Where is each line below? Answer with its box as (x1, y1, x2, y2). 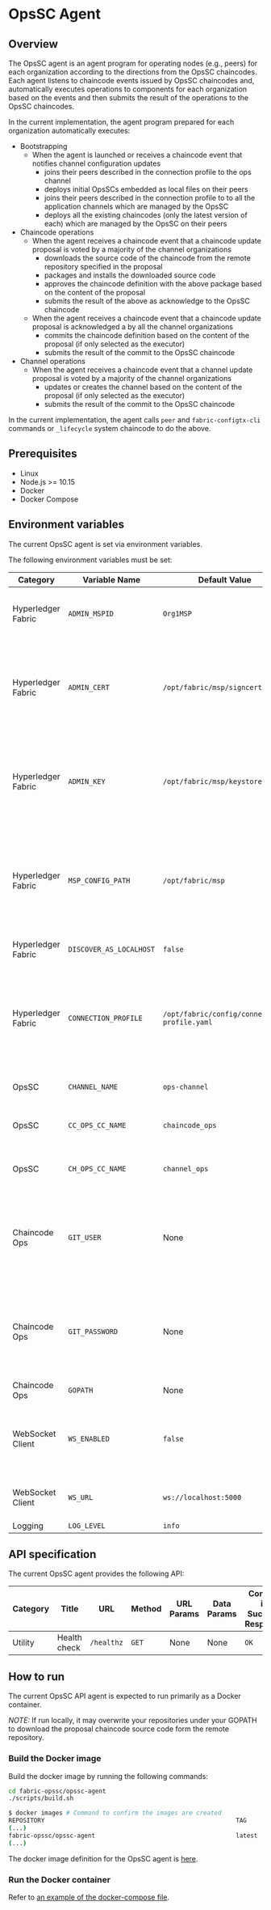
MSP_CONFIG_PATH (68, 875, 131, 885)
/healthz (90, 1638, 123, 1647)
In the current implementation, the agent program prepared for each (8, 117, 235, 126)
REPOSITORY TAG (8, 1817, 248, 1825)
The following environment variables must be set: (8, 555, 173, 565)
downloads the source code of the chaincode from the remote (44, 253, 252, 263)
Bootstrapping (19, 142, 68, 150)
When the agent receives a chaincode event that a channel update (31, 365, 253, 375)
